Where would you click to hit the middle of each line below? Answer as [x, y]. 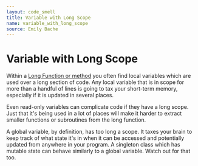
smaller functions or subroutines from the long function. [76, 120]
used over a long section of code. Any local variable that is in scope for [95, 82]
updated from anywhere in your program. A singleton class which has [93, 145]
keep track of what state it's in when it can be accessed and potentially [95, 138]
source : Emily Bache [32, 29]
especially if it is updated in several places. [60, 95]
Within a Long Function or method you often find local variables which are [99, 76]
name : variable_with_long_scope [47, 23]
